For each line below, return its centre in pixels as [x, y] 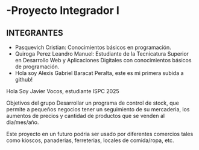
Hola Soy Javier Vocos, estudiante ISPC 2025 [63, 91]
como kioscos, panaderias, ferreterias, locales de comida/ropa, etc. [90, 140]
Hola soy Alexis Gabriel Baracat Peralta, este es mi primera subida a [99, 73]
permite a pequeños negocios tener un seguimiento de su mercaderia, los [98, 109]
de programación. [37, 67]
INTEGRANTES [35, 33]
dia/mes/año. [23, 122]
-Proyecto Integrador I [63, 11]
